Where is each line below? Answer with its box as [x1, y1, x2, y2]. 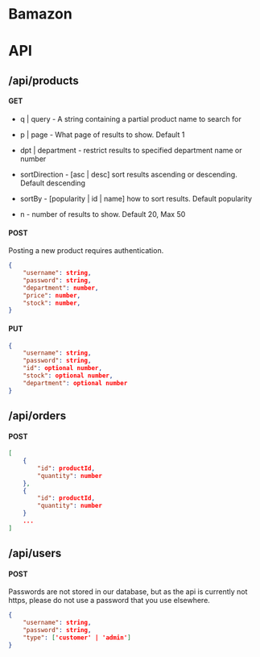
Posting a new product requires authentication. [8, 246, 164, 256]
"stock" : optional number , [23, 372, 113, 380]
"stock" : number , [23, 299, 81, 307]
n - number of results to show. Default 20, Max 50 [19, 209, 186, 218]
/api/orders [8, 409, 67, 423]
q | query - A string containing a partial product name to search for [19, 114, 241, 123]
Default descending [19, 178, 86, 188]
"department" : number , [23, 284, 99, 292]
